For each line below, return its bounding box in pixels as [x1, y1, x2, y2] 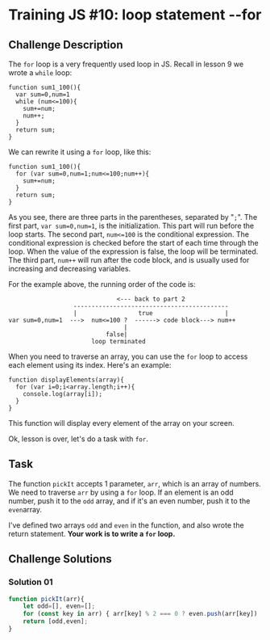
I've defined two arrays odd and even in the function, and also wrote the [8, 520, 244, 530]
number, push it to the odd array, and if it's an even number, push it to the [8, 495, 251, 506]
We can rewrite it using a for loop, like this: [8, 147, 152, 157]
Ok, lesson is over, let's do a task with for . [8, 434, 149, 444]
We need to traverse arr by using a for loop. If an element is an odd [8, 487, 234, 497]
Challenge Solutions [8, 552, 113, 566]
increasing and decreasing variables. [8, 264, 131, 273]
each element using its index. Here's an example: [8, 360, 172, 369]
